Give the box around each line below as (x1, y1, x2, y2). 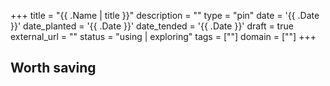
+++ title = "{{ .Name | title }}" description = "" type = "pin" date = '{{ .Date (10, 10, 320, 21)
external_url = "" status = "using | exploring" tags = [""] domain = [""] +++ (10, 31, 317, 42)
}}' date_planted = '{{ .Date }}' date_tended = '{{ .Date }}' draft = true (10, 20, 294, 32)
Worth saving (10, 60, 97, 77)
